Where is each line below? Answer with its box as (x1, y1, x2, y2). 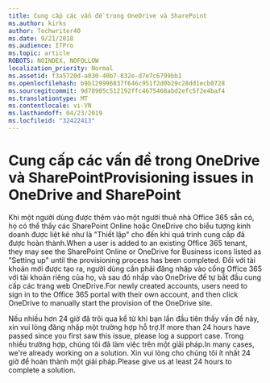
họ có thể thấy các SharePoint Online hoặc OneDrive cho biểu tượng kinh (8, 221, 251, 231)
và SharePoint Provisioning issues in (8, 169, 254, 187)
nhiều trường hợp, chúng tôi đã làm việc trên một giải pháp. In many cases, (8, 339, 255, 349)
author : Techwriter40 (8, 27, 81, 35)
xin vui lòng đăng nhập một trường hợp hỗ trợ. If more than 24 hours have (8, 322, 251, 331)
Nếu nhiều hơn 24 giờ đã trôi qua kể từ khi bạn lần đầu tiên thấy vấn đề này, (8, 314, 260, 323)
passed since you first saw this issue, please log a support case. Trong (8, 331, 244, 340)
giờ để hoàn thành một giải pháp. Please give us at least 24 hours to (8, 356, 232, 366)
